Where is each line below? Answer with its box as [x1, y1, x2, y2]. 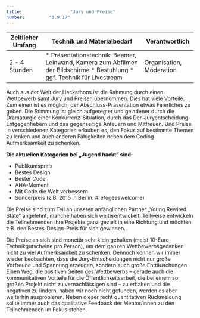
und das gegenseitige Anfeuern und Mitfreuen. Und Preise [48, 120, 192, 127]
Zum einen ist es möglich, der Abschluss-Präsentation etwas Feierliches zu [6, 101, 191, 108]
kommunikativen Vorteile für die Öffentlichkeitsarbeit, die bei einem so [6, 274, 179, 281]
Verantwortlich [145, 37, 189, 45]
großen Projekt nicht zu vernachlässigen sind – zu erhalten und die [6, 280, 170, 288]
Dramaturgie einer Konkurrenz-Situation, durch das [6, 114, 132, 121]
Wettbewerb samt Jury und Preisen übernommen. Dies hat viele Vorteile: [6, 95, 185, 102]
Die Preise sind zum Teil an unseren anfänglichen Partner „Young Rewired [6, 205, 187, 212]
